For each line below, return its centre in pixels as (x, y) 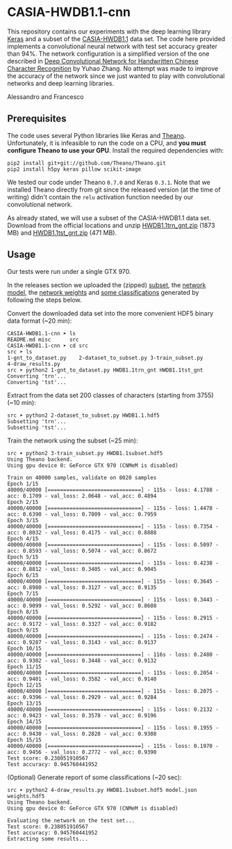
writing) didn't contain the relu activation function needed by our (100, 197)
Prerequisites (37, 119)
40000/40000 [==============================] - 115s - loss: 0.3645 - (113, 581)
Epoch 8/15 (23, 612)
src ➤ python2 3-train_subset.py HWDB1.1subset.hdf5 (85, 453)
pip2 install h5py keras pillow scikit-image (74, 169)
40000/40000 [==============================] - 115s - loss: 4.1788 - (113, 490)
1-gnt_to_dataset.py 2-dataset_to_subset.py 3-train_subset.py (105, 358)
